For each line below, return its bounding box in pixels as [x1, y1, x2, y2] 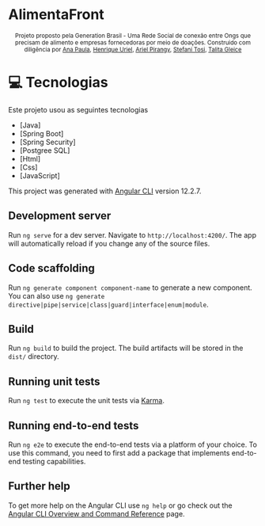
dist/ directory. [8, 352, 59, 361]
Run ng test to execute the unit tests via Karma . [8, 396, 165, 406]
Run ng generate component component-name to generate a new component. [8, 283, 253, 292]
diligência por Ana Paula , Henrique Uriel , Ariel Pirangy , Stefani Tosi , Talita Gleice [24, 45, 242, 53]
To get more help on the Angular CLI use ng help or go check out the [8, 501, 233, 510]
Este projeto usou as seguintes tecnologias [8, 105, 149, 114]
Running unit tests [8, 375, 100, 388]
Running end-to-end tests [8, 418, 139, 433]
